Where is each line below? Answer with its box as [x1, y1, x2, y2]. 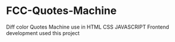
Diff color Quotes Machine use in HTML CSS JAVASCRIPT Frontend [6, 23, 169, 30]
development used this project [6, 29, 80, 36]
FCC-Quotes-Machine [6, 4, 117, 17]
